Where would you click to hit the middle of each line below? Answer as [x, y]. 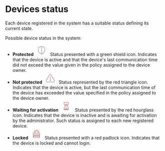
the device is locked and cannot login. [51, 143]
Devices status [37, 9]
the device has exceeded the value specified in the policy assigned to [84, 92]
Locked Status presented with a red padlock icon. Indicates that [86, 137]
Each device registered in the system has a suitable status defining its [77, 23]
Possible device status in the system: [43, 38]
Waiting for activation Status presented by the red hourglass [83, 110]
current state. [19, 28]
